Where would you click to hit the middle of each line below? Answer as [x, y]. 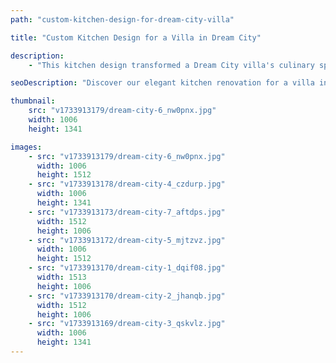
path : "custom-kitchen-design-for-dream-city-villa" [122, 19]
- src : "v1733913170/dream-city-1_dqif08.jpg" [127, 268]
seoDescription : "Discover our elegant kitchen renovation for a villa [162, 83]
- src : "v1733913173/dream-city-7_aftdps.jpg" [127, 212]
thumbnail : [33, 101]
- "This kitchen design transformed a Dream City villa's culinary [171, 65]
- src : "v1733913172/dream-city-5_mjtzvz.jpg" [127, 240]
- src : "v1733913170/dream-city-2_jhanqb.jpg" [127, 296]
